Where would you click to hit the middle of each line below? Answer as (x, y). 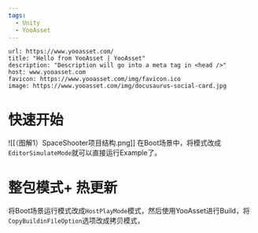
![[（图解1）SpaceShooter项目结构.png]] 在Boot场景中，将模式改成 (115, 143)
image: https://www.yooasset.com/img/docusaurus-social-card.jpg (117, 86)
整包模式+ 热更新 (63, 188)
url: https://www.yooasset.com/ (61, 52)
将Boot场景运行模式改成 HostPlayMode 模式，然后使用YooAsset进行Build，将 (129, 211)
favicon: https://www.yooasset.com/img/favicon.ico (94, 80)
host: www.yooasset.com (47, 72)
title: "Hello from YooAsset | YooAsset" (77, 59)
